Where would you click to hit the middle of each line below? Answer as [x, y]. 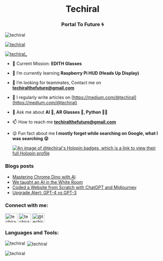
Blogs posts [20, 166]
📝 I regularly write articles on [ [43, 97]
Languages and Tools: [32, 233]
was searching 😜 [30, 139]
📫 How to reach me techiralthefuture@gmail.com [64, 122]
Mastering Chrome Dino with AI [44, 177]
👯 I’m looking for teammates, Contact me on [57, 83]
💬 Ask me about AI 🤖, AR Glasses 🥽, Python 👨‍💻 [60, 112]
